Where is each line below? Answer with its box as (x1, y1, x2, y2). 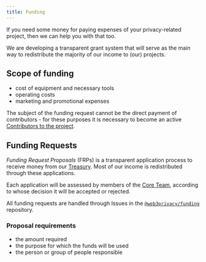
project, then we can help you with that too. (6, 32, 116, 40)
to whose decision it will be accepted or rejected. (6, 188, 131, 195)
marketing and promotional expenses (15, 97, 110, 105)
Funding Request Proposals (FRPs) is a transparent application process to (6, 157, 193, 164)
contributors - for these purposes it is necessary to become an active (6, 116, 182, 123)
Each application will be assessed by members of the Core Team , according (6, 181, 199, 189)
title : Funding (6, 9, 45, 15)
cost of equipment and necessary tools (15, 84, 115, 92)
